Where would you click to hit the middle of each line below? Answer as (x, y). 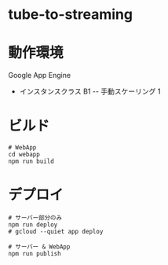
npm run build (31, 162)
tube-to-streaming (71, 15)
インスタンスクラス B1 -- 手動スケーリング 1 (90, 91)
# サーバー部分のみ (35, 218)
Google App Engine (40, 75)
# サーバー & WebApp (39, 247)
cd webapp (24, 155)
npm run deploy (33, 225)
